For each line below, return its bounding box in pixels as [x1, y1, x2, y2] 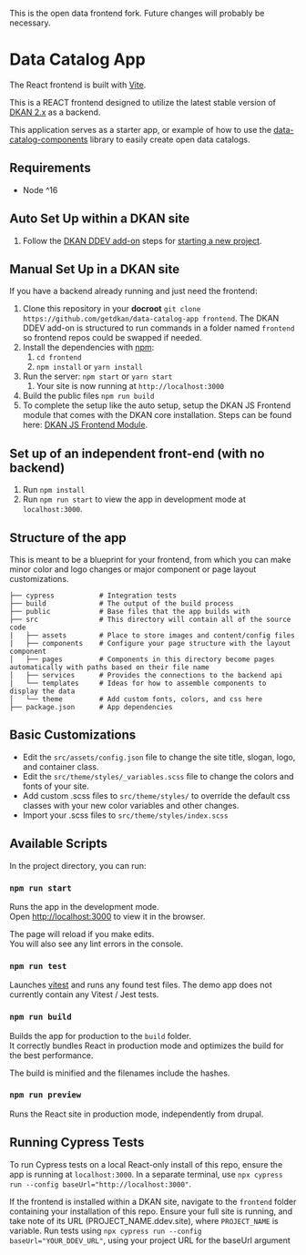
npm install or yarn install [36, 362, 143, 372]
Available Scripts [9, 836, 107, 852]
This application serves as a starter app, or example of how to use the [9, 124, 271, 135]
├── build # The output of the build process [9, 599, 234, 608]
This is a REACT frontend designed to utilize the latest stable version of [9, 97, 276, 107]
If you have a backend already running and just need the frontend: [9, 286, 258, 297]
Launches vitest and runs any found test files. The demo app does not [9, 979, 273, 991]
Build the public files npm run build [22, 391, 155, 402]
